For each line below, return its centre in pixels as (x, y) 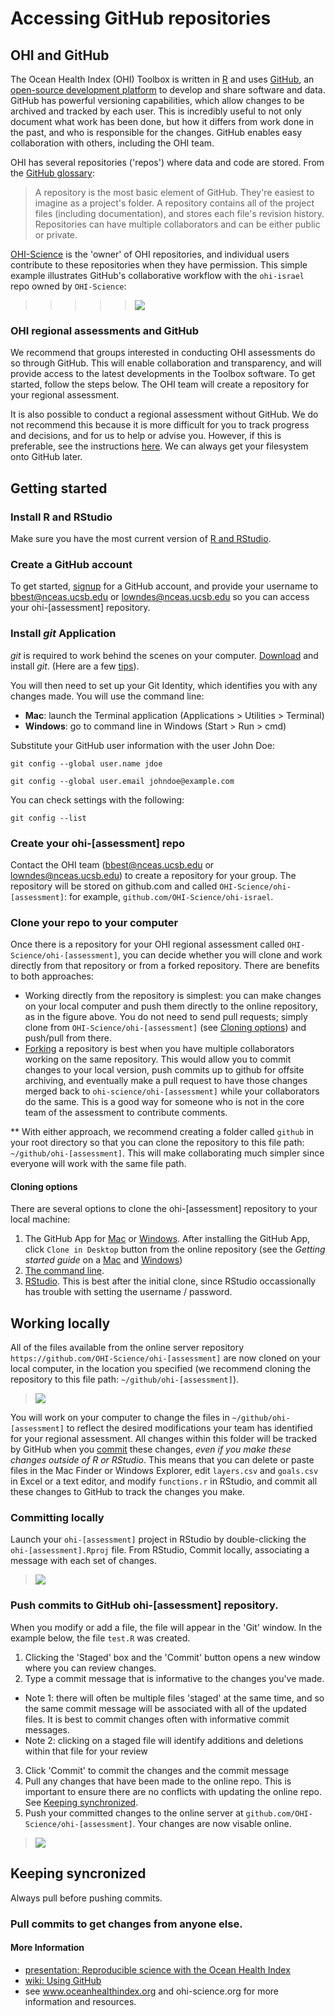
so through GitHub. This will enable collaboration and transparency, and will (166, 363)
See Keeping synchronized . (81, 1802)
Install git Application (63, 634)
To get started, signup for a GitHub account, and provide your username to (164, 586)
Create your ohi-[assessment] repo (98, 843)
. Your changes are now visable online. (212, 1823)
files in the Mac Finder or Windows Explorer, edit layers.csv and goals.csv (164, 1471)
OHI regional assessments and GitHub (105, 330)
